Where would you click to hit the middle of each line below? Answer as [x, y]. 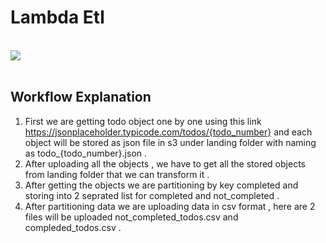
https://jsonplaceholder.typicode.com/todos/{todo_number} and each [168, 132]
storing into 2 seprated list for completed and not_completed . [152, 195]
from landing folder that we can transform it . [117, 174]
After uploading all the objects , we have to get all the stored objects [165, 163]
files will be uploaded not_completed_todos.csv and [131, 217]
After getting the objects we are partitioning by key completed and [161, 185]
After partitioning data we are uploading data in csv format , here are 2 [170, 206]
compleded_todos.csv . [73, 227]
